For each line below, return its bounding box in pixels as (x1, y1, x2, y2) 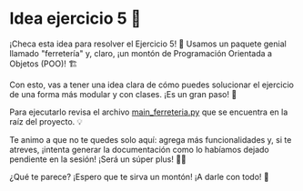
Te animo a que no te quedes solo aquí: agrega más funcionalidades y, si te (9, 134, 292, 145)
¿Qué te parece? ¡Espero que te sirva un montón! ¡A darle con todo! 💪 (9, 171, 270, 182)
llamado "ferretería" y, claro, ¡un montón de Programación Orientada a (9, 47, 273, 58)
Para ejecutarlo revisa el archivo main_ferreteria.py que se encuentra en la (9, 106, 288, 117)
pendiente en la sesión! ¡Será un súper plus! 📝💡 (9, 154, 187, 165)
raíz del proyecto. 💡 (9, 116, 84, 126)
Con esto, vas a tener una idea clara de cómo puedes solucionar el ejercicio (9, 79, 294, 90)
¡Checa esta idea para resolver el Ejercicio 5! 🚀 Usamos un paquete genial (9, 38, 287, 49)
